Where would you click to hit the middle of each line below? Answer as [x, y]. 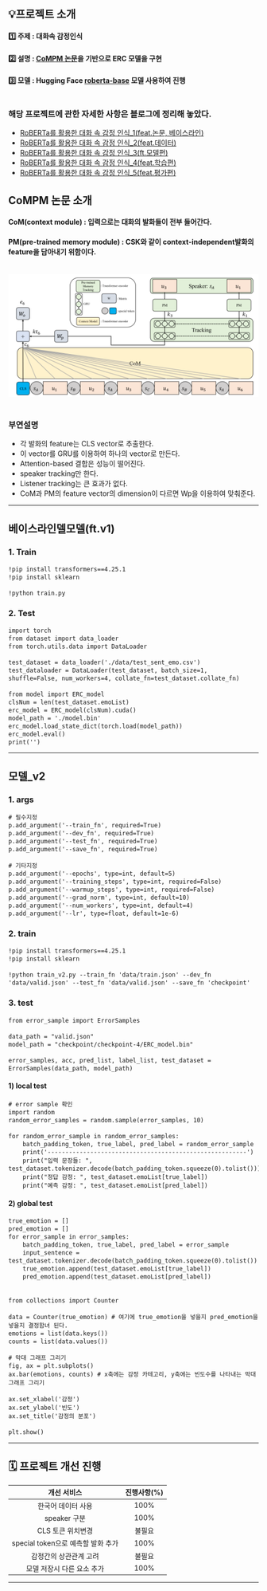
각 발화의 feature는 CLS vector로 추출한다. [87, 444]
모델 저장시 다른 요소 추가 [65, 1568]
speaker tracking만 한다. [59, 473]
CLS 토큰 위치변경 [65, 1531]
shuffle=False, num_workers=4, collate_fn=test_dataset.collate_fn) [124, 679]
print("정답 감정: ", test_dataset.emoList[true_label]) [115, 1177]
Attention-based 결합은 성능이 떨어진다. [82, 464]
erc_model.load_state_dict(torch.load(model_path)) [95, 727]
